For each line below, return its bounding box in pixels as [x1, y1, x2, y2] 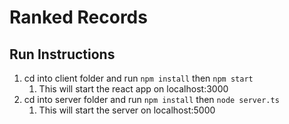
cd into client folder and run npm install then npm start [23, 72, 254, 84]
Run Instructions [9, 46, 116, 63]
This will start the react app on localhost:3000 [38, 83, 229, 95]
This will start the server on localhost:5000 [38, 104, 216, 116]
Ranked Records [9, 6, 148, 29]
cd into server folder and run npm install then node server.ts [23, 94, 280, 105]
